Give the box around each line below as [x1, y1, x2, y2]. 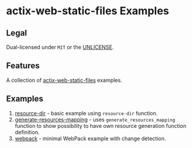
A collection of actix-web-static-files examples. [6, 76, 122, 84]
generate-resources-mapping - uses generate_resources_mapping [14, 116, 175, 123]
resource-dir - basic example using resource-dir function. [14, 109, 158, 116]
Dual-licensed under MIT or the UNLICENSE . [6, 43, 114, 51]
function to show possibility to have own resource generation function [14, 122, 187, 129]
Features [6, 61, 40, 71]
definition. [14, 128, 40, 136]
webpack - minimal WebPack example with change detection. [14, 135, 166, 142]
